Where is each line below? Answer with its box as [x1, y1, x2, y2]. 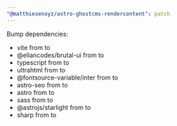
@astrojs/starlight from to [16, 103, 91, 111]
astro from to [16, 88, 55, 96]
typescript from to [16, 58, 70, 67]
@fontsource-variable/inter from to [16, 73, 119, 82]
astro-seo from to [16, 80, 68, 89]
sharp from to [16, 111, 57, 119]
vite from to [16, 43, 51, 51]
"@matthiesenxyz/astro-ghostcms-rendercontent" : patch [6, 10, 171, 18]
